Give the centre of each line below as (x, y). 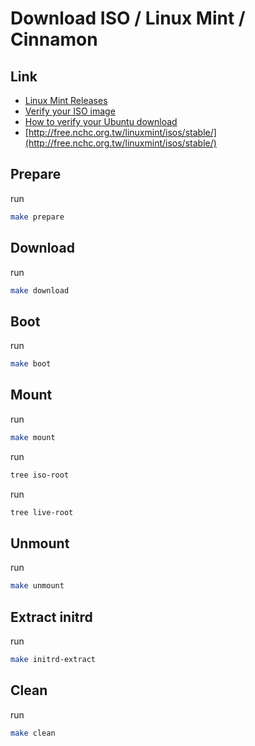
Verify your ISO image (70, 111)
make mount (33, 437)
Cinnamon (54, 39)
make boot (31, 364)
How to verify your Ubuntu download (101, 121)
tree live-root (42, 512)
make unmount (37, 586)
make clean (33, 733)
